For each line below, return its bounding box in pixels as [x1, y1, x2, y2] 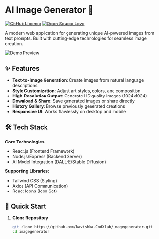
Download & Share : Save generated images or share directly [12, 98, 135, 104]
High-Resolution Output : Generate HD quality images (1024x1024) [12, 93, 147, 98]
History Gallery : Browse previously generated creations [12, 103, 126, 109]
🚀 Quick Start [5, 202, 46, 210]
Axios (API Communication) [12, 183, 68, 189]
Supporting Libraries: [5, 168, 50, 174]
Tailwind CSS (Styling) [12, 177, 57, 183]
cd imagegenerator [12, 229, 50, 234]
